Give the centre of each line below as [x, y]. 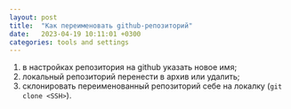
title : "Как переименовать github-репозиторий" [101, 26]
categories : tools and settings [69, 42]
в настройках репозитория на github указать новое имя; [129, 67]
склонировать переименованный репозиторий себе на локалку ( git [152, 86]
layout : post [33, 17]
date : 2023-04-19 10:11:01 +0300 [75, 34]
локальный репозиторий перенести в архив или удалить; [131, 77]
